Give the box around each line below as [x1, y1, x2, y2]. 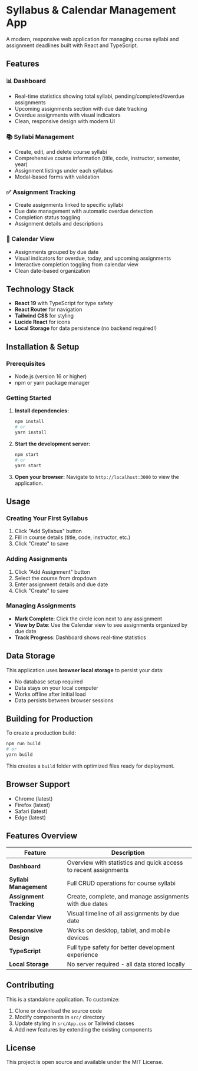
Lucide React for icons [14, 319, 71, 326]
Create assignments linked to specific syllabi [14, 201, 123, 209]
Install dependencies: [14, 407, 70, 414]
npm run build [6, 741, 41, 747]
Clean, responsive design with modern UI [14, 117, 115, 124]
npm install [14, 419, 44, 425]
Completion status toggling [14, 214, 81, 221]
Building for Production [6, 714, 93, 724]
